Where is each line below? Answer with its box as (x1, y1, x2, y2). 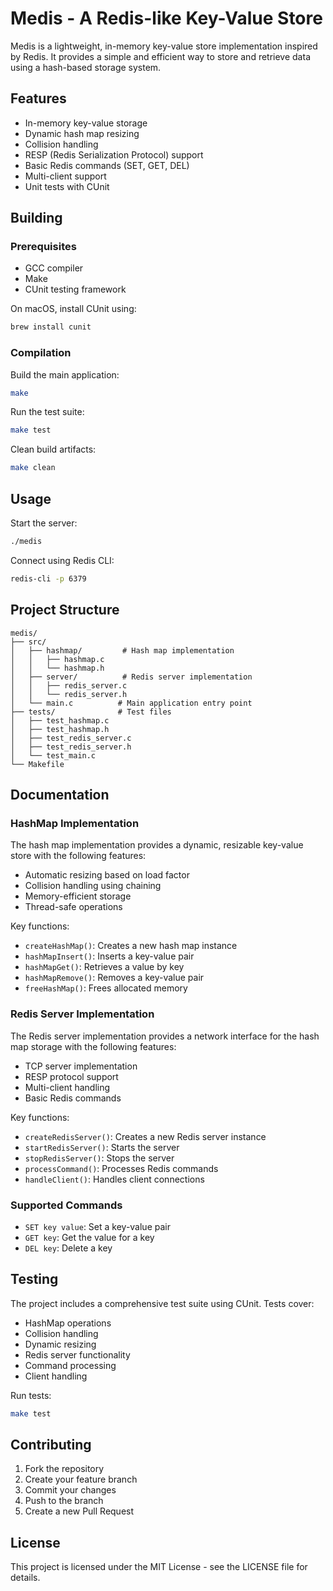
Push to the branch (24, 1495, 104, 1507)
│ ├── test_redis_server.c (10, 733, 132, 743)
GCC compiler (24, 262, 84, 274)
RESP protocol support (24, 1070, 119, 1082)
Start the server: (10, 517, 78, 529)
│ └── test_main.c (10, 750, 97, 761)
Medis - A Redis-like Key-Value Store (10, 7, 323, 30)
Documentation (10, 787, 110, 803)
